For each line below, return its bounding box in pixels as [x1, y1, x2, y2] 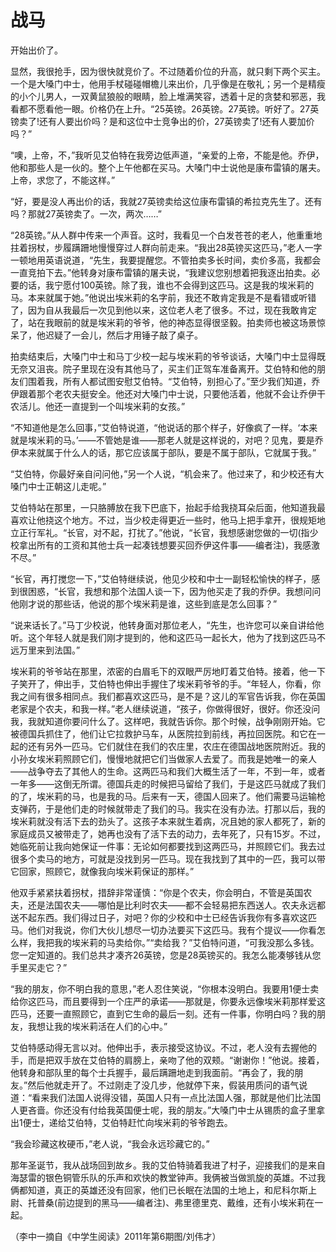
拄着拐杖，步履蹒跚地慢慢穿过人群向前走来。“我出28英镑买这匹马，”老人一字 [10, 241, 323, 253]
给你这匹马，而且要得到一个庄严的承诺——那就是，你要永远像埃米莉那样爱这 [10, 995, 326, 1007]
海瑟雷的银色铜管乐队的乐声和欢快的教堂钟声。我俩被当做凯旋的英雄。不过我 [10, 1171, 326, 1183]
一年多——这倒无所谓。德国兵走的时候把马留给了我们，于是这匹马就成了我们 [10, 777, 326, 790]
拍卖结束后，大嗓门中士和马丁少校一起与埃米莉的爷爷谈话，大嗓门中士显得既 [10, 350, 326, 362]
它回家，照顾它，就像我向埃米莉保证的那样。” [10, 865, 195, 877]
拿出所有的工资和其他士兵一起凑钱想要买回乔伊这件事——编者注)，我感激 [18, 539, 321, 551]
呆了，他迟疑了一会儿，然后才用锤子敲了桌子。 [10, 329, 203, 341]
